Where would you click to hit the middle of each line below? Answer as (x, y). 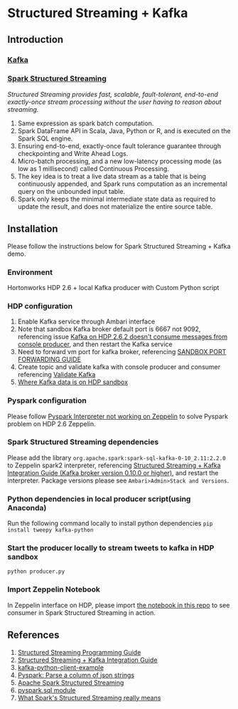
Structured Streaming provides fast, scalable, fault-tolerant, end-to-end (113, 94)
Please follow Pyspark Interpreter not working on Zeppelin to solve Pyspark (118, 416)
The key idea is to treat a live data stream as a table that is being (112, 176)
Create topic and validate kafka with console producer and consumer (119, 367)
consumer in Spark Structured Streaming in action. (82, 612)
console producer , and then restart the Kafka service (95, 344)
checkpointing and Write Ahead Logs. (73, 153)
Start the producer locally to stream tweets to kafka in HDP (111, 548)
